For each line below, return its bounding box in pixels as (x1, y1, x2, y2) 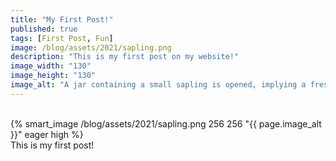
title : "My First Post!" (10, 14, 114, 25)
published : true (10, 24, 78, 34)
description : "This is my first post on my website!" (10, 52, 240, 62)
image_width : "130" (10, 61, 92, 71)
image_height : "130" (10, 71, 97, 81)
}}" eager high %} (10, 128, 84, 140)
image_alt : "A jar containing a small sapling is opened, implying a (10, 80, 307, 90)
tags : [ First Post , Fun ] (10, 33, 114, 43)
